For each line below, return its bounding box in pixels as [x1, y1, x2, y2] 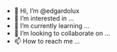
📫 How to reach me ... [13, 37, 80, 45]
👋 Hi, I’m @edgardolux [13, 7, 80, 15]
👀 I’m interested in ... [13, 14, 74, 22]
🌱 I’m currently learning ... [13, 22, 90, 30]
